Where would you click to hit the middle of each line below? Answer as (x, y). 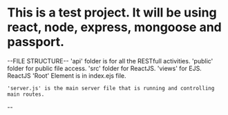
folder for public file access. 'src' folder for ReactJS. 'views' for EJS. (104, 68)
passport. (36, 42)
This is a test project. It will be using (112, 13)
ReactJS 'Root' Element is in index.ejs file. (67, 75)
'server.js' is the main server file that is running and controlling (111, 88)
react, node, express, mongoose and (115, 27)
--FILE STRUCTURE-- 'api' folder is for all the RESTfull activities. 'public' (110, 61)
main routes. (26, 94)
